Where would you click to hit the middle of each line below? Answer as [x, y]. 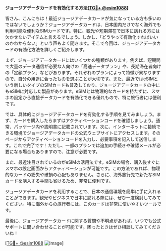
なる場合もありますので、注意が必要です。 [57, 152]
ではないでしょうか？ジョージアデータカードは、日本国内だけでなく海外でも [83, 25]
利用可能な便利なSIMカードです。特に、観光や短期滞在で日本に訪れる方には [83, 31]
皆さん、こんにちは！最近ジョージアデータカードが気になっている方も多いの [83, 18]
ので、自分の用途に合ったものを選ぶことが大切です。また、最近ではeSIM [80, 79]
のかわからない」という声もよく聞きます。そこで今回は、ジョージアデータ [81, 43]
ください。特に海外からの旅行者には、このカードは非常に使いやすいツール [81, 204]
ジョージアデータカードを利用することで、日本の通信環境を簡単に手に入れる [83, 191]
